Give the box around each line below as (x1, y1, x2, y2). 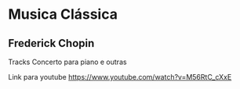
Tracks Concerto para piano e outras (8, 57, 127, 66)
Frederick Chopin (8, 37, 95, 50)
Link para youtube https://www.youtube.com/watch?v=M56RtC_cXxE (8, 73, 232, 81)
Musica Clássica (8, 5, 118, 23)
